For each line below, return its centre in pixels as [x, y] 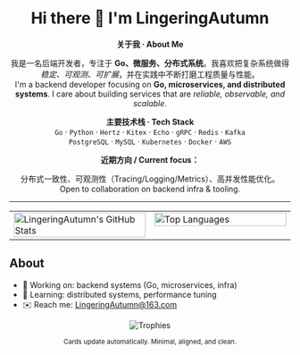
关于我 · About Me [150, 44]
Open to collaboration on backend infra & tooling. [150, 189]
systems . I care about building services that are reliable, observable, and [150, 94]
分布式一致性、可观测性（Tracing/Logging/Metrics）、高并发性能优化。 [150, 179]
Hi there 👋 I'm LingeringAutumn [150, 18]
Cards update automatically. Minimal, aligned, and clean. [150, 342]
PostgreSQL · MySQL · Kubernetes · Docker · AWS [150, 141]
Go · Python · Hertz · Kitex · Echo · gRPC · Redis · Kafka [150, 131]
